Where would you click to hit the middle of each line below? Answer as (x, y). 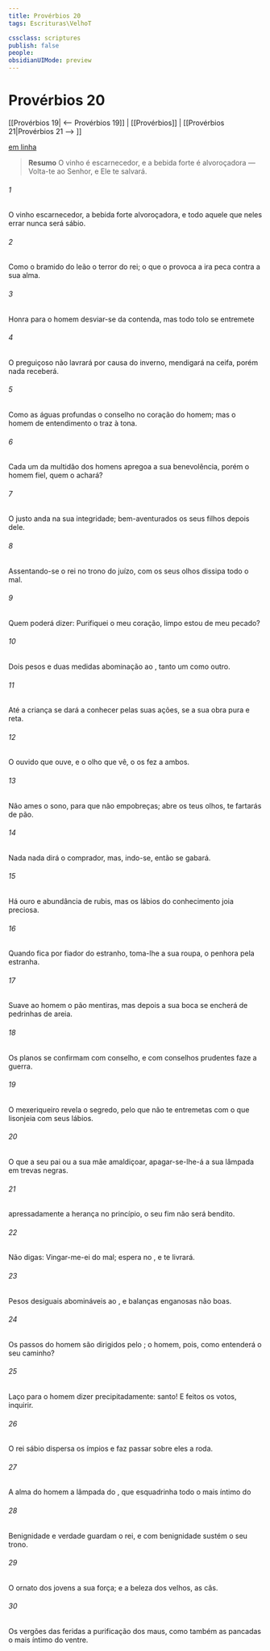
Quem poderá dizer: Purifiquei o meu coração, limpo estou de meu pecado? (134, 623)
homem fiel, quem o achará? (56, 475)
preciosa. (24, 910)
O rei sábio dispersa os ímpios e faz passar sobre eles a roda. (111, 1449)
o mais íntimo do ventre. (48, 1640)
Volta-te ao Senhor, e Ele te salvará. (87, 171)
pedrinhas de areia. (40, 1014)
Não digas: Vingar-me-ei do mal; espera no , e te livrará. (102, 1258)
